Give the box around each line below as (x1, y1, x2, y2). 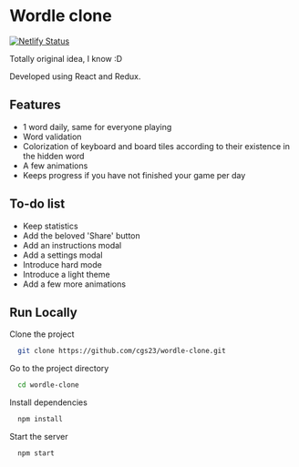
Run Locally (9, 304, 77, 320)
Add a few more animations (22, 279, 126, 289)
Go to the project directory (9, 363, 109, 374)
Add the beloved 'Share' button (22, 229, 140, 241)
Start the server (9, 431, 68, 442)
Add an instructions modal (22, 239, 122, 250)
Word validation (22, 131, 82, 142)
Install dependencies (9, 397, 88, 408)
